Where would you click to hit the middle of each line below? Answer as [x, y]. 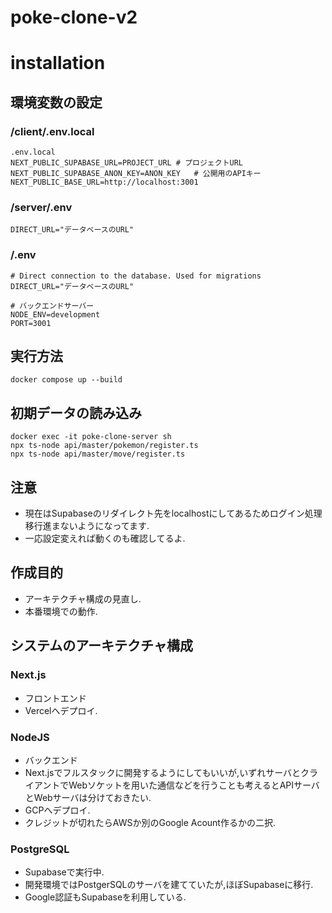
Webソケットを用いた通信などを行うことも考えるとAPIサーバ [194, 785]
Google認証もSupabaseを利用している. [105, 897]
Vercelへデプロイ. [61, 710]
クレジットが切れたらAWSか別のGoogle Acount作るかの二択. [150, 822]
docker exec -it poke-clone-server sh [91, 437]
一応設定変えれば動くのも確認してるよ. [105, 538]
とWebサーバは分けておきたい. [88, 797]
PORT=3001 [31, 323]
